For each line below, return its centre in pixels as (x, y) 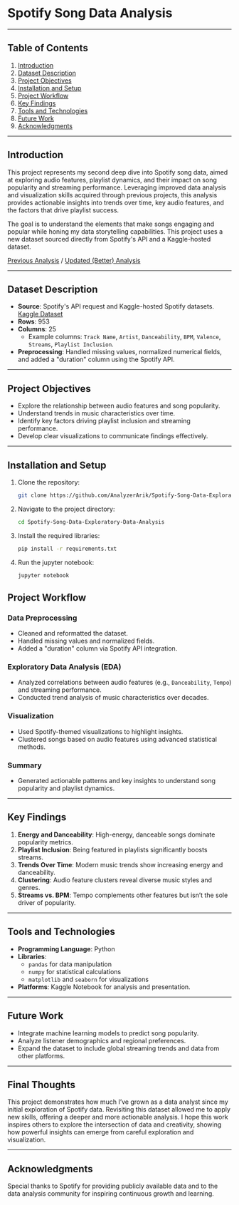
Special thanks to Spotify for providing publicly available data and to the (113, 1186)
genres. (29, 887)
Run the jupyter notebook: (56, 562)
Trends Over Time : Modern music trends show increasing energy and (120, 864)
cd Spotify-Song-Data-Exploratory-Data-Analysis (91, 522)
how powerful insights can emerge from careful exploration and (101, 1132)
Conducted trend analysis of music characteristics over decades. (113, 698)
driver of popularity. (47, 902)
